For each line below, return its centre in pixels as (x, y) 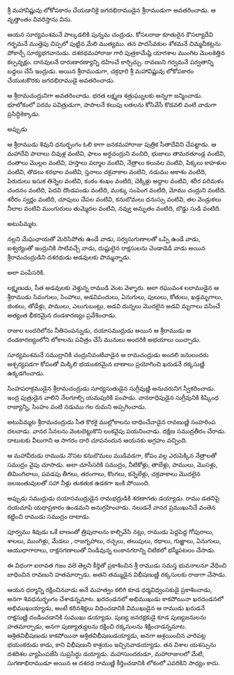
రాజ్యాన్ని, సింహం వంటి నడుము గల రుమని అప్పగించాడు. (77, 407)
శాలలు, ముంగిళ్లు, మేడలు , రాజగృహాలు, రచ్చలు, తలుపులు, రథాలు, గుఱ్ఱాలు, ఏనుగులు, (114, 541)
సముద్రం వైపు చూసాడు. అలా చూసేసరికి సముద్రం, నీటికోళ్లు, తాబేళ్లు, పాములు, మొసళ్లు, (112, 464)
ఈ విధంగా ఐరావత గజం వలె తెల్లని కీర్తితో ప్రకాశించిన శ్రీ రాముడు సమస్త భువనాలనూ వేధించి (117, 565)
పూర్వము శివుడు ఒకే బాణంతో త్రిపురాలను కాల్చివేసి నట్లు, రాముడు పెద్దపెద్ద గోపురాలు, (111, 532)
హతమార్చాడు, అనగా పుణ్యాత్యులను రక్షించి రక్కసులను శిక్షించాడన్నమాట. (97, 626)
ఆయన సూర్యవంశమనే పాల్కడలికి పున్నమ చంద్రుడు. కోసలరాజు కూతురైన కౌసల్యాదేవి (110, 35)
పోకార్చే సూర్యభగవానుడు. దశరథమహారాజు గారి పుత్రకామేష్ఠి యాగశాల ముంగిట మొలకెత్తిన (116, 53)
